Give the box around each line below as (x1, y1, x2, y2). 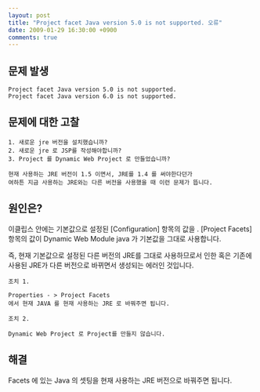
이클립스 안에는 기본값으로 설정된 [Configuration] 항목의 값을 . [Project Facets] (8, 224, 252, 234)
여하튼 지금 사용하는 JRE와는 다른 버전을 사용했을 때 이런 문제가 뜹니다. (8, 178, 213, 187)
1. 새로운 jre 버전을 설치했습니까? (8, 138, 108, 146)
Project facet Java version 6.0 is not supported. (8, 93, 177, 100)
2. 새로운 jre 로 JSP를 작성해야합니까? (8, 147, 122, 154)
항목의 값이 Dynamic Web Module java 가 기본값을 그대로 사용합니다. (8, 234, 222, 243)
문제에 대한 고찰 (8, 115, 80, 129)
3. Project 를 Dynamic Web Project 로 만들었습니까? (8, 154, 171, 163)
